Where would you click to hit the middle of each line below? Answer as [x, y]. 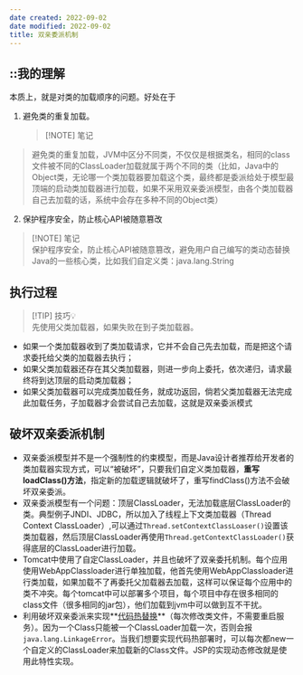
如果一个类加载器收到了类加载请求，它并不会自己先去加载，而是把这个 [153, 346]
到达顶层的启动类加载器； [86, 380]
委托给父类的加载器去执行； [82, 357]
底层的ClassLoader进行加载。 [86, 547]
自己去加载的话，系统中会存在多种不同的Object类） [127, 200]
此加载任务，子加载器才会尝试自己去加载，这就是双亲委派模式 [137, 403]
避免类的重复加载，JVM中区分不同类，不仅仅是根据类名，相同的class [161, 155]
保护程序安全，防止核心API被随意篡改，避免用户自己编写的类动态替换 [161, 250]
